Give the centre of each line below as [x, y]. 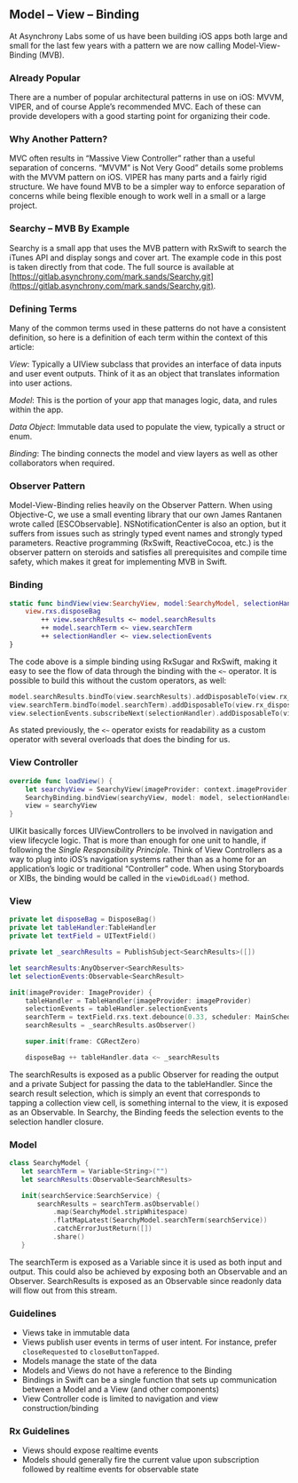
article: [22, 347]
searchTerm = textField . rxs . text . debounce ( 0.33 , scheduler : [138, 1017]
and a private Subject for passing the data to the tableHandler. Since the [141, 1083]
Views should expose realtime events [90, 1450]
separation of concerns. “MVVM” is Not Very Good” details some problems [146, 168]
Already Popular [45, 77]
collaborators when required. [62, 463]
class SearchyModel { [49, 1163]
